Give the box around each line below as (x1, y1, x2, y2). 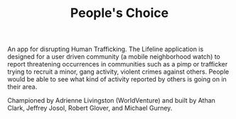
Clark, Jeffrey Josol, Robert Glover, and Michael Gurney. (7, 104, 173, 113)
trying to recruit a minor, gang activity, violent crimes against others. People (7, 67, 230, 76)
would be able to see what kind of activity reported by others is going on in (7, 75, 227, 84)
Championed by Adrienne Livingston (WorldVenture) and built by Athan (7, 96, 215, 105)
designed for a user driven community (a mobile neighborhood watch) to (7, 52, 220, 61)
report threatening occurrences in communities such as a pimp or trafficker (7, 60, 228, 69)
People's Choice (70, 5, 169, 21)
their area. (7, 83, 38, 91)
